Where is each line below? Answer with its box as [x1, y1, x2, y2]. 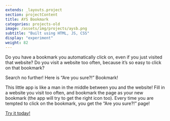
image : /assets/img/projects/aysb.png [5, 26, 87, 31]
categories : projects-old [5, 21, 60, 27]
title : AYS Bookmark [5, 17, 49, 22]
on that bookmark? [5, 65, 45, 71]
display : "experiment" [5, 36, 53, 41]
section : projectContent [5, 12, 58, 17]
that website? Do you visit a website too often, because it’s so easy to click [5, 59, 161, 66]
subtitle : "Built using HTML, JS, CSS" [5, 31, 90, 36]
